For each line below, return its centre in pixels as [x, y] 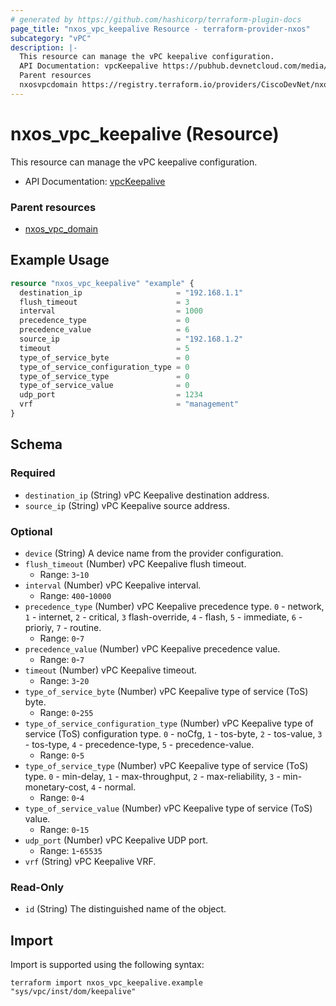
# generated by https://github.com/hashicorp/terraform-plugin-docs [156, 19]
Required [33, 473]
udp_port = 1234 [111, 395]
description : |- [44, 47]
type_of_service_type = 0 [104, 376]
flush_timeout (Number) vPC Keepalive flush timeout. [135, 563]
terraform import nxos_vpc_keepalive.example [106, 983]
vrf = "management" [129, 404]
